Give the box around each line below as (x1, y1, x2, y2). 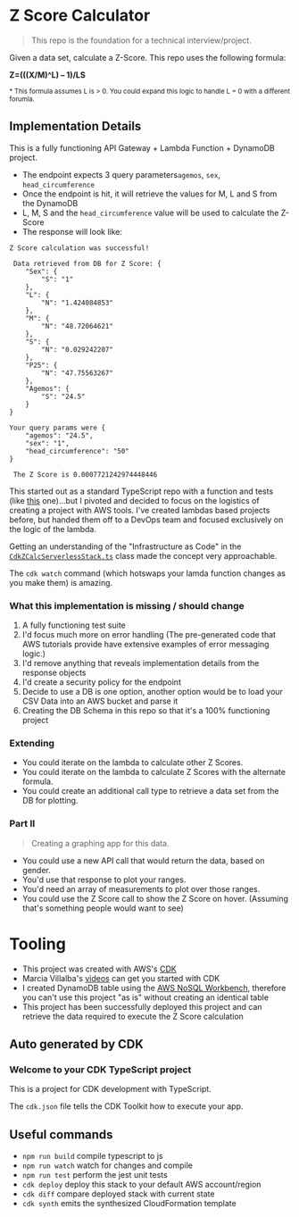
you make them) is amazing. (9, 577, 113, 588)
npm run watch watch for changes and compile (21, 1160, 194, 1171)
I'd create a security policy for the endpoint (21, 677, 181, 688)
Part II (9, 818, 36, 830)
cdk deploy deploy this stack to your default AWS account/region (21, 1179, 262, 1190)
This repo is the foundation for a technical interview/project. (30, 35, 252, 46)
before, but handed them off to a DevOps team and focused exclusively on (9, 514, 284, 525)
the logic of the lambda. (9, 523, 96, 534)
